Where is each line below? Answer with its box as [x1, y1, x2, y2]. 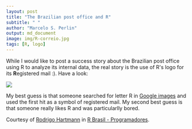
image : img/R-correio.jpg [6, 36, 69, 42]
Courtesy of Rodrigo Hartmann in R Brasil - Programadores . [6, 116, 150, 123]
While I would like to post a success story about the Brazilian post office [6, 57, 180, 64]
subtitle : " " [6, 19, 41, 25]
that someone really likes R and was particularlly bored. [6, 104, 140, 111]
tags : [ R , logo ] [6, 42, 46, 47]
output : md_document [6, 30, 57, 36]
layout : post [6, 8, 38, 15]
